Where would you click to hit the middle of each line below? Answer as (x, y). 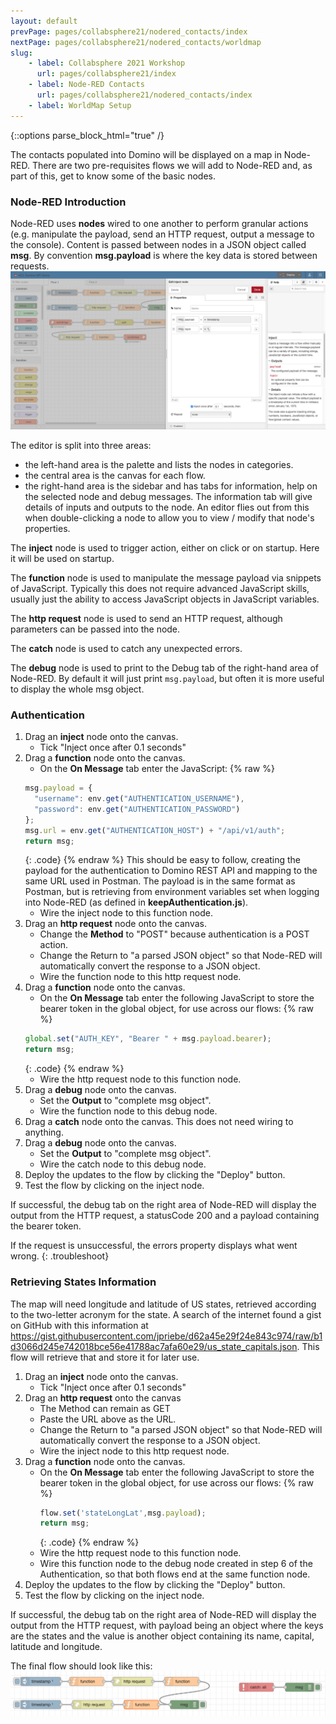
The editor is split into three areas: (81, 445)
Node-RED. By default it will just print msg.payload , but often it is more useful (167, 678)
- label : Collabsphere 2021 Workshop (107, 63)
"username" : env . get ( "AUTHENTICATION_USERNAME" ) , (139, 799)
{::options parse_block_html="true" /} (87, 135)
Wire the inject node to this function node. (126, 913)
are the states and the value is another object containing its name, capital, (162, 1636)
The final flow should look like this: (81, 1666)
